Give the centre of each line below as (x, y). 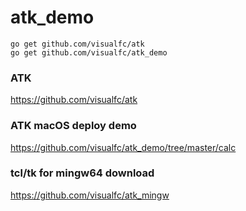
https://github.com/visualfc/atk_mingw (90, 195)
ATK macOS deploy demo (73, 126)
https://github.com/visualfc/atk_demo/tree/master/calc (123, 147)
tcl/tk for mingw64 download (82, 173)
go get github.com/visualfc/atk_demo (89, 52)
